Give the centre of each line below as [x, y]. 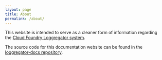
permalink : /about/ [25, 19]
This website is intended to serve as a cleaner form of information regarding [81, 33]
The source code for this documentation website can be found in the [74, 47]
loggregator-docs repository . [34, 52]
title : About [18, 14]
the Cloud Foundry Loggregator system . [45, 38]
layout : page [18, 10]
